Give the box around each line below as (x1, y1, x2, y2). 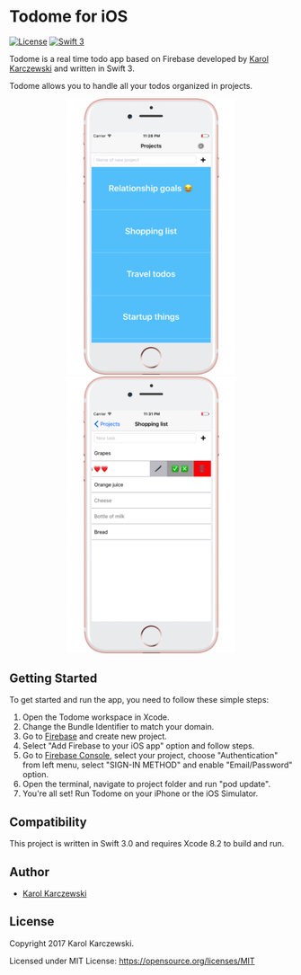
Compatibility (9, 814, 87, 829)
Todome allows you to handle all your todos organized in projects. (9, 80, 253, 91)
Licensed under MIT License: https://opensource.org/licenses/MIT (9, 955, 255, 966)
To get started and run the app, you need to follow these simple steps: (9, 695, 270, 705)
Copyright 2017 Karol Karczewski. (9, 937, 135, 949)
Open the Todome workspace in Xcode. (22, 712, 170, 722)
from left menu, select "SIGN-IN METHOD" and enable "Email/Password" (22, 759, 293, 770)
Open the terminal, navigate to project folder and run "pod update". (22, 779, 271, 790)
